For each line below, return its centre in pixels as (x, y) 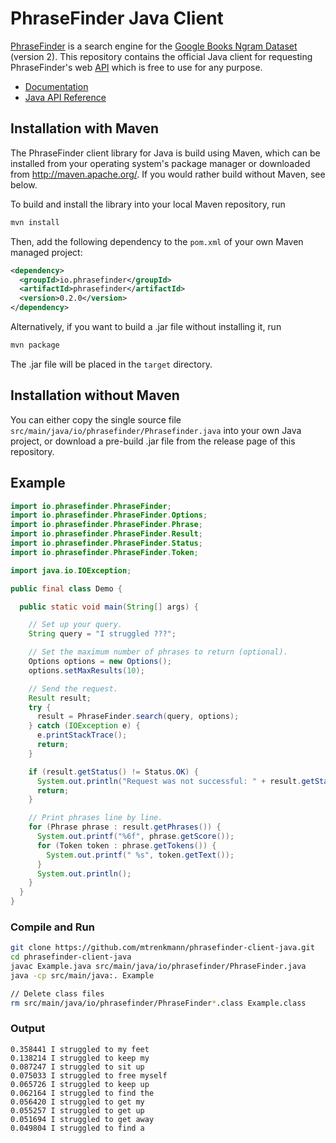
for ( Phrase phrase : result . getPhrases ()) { (125, 827)
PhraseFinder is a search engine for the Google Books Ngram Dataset (154, 46)
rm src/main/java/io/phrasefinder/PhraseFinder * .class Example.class (158, 1003)
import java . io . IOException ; (71, 570)
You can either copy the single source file (96, 419)
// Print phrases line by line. (95, 818)
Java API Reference (65, 97)
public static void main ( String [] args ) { (109, 607)
